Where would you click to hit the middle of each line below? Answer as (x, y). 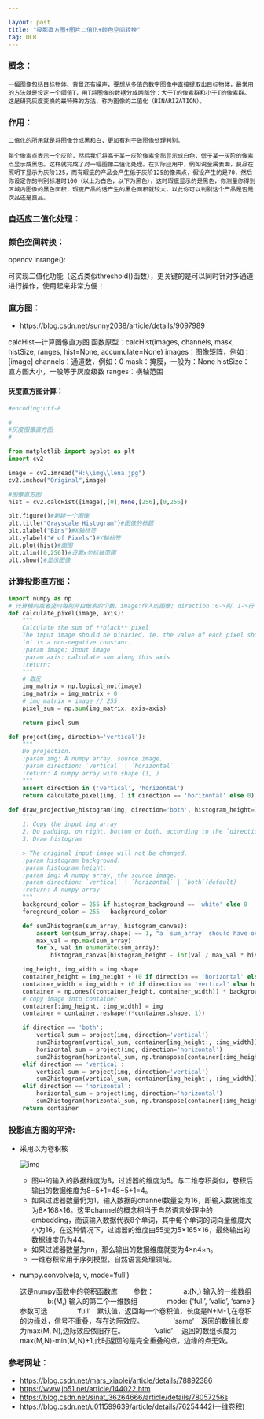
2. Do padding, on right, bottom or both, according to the (123, 832)
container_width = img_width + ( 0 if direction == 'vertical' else (135, 984)
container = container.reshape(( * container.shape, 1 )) (114, 1013)
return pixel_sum (51, 723)
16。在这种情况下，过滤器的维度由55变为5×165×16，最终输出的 (148, 1230)
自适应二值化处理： (44, 219)
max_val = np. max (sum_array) (84, 941)
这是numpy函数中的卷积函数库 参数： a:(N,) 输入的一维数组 (136, 1291)
